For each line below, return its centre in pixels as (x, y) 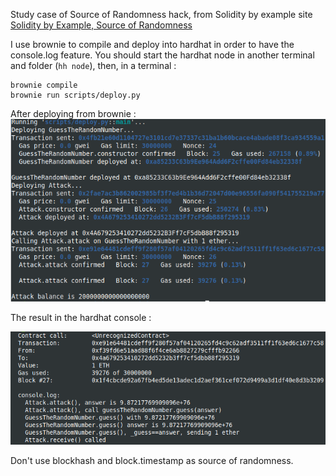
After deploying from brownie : (73, 113)
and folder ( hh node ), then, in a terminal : (93, 65)
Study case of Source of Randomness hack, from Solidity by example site (161, 14)
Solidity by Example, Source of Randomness (101, 25)
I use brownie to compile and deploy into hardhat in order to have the (152, 44)
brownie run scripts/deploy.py (75, 95)
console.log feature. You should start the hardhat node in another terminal (162, 55)
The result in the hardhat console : (81, 317)
